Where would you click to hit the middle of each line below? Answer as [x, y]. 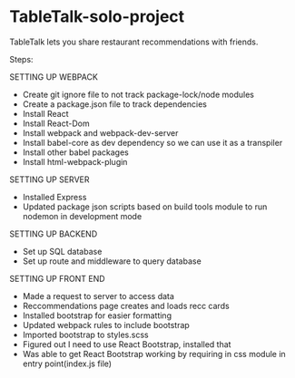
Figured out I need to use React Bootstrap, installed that [127, 344]
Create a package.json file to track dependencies [114, 104]
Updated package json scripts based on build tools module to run [145, 207]
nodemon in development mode [82, 216]
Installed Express [54, 197]
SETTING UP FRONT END [58, 278]
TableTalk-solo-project [97, 17]
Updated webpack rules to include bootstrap [106, 325]
